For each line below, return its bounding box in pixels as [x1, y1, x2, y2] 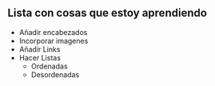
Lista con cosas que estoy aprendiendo [7, 6, 207, 20]
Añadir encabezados [18, 27, 88, 37]
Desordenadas [30, 69, 80, 79]
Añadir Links [18, 44, 61, 54]
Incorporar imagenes [18, 36, 89, 45]
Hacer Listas [18, 53, 62, 62]
